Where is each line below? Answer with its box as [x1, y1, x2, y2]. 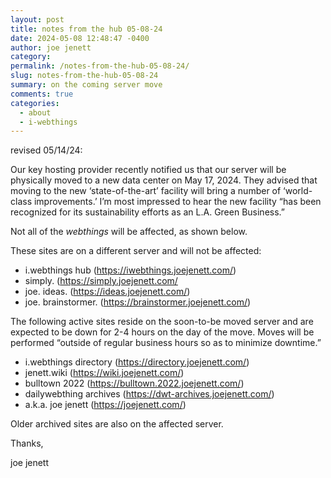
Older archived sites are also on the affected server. [10, 418, 224, 430]
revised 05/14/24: [10, 144, 83, 156]
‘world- [283, 185, 313, 197]
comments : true [10, 89, 74, 99]
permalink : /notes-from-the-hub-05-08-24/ [10, 61, 190, 71]
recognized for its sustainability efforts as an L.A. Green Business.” [10, 206, 285, 218]
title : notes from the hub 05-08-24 [10, 24, 163, 34]
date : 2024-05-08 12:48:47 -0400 [10, 33, 150, 43]
